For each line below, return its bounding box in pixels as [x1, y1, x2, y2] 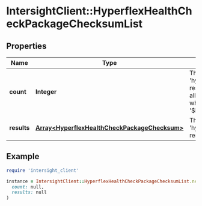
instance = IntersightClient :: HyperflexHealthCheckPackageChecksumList [6, 178, 189, 184]
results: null [11, 189, 47, 196]
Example [6, 151, 40, 162]
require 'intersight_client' [6, 167, 79, 174]
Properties [6, 41, 47, 51]
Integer [35, 88, 57, 95]
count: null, [11, 184, 44, 190]
